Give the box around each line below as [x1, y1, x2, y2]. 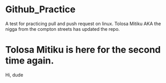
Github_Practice [5, 4, 76, 15]
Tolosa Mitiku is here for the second [5, 44, 161, 56]
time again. [5, 55, 54, 67]
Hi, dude [5, 72, 24, 78]
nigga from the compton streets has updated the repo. [5, 26, 120, 32]
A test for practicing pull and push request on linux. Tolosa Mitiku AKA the [5, 20, 161, 27]
